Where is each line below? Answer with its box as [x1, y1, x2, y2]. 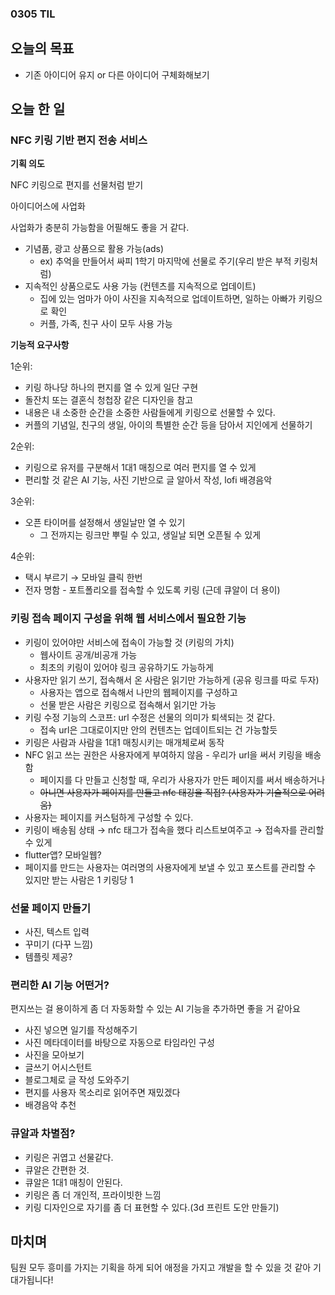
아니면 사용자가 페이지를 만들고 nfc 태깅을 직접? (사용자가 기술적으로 [39, 786, 307, 798]
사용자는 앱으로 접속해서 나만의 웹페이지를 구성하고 [39, 686, 238, 698]
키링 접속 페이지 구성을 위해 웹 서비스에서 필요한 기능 [10, 612, 247, 626]
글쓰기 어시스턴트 [24, 1062, 93, 1074]
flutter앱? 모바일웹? [24, 848, 102, 861]
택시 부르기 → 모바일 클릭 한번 [24, 572, 143, 584]
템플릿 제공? [24, 951, 73, 963]
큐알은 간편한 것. [24, 1163, 90, 1176]
